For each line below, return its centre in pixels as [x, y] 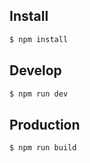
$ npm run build [43, 148]
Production [45, 124]
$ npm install [39, 39]
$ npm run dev [39, 94]
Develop [35, 70]
